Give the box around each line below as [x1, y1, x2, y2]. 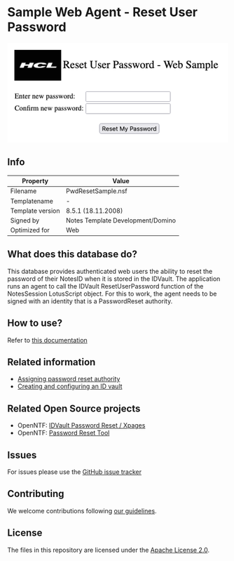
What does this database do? [7, 249, 138, 260]
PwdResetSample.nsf [66, 187, 128, 195]
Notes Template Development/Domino [66, 216, 177, 225]
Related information [7, 356, 96, 368]
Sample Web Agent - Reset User [7, 4, 198, 20]
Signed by [10, 216, 40, 225]
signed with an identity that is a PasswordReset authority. [7, 296, 173, 305]
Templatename [10, 197, 54, 205]
